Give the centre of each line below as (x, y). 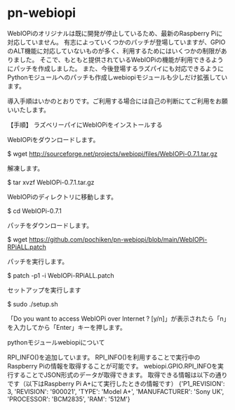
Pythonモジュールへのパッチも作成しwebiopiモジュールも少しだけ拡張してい (117, 77)
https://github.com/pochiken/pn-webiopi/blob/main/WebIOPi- (118, 239)
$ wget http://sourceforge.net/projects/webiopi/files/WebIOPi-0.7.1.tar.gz (112, 153)
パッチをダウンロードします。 (50, 225)
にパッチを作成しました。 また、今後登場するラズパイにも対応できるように (116, 68)
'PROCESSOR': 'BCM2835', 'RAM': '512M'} (69, 399)
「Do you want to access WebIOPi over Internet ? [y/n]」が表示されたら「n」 (117, 319)
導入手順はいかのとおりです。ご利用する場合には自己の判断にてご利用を (112, 101)
